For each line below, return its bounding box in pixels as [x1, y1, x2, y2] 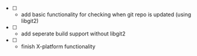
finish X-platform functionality [21, 43, 95, 50]
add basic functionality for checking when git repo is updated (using [21, 11, 192, 18]
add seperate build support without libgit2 [21, 30, 126, 37]
